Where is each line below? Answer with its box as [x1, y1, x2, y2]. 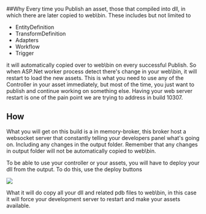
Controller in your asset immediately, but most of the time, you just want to [6, 81, 195, 88]
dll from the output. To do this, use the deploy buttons [6, 165, 142, 173]
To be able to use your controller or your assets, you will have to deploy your [6, 159, 200, 166]
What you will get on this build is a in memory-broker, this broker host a [6, 128, 186, 135]
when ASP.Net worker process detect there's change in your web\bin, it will [6, 68, 197, 75]
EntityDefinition [15, 24, 55, 31]
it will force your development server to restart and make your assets [6, 195, 181, 202]
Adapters [15, 37, 39, 43]
